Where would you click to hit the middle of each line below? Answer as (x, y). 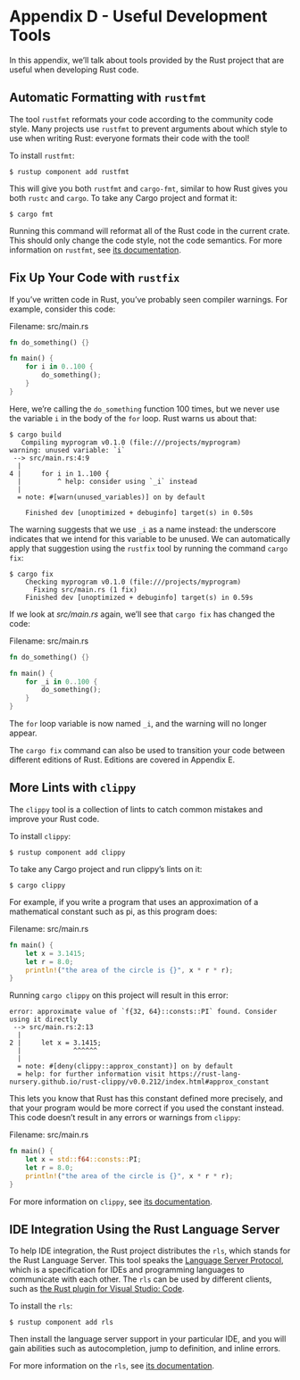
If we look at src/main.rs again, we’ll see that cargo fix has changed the (142, 614)
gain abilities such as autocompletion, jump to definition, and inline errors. (145, 1349)
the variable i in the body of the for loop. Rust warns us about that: (133, 418)
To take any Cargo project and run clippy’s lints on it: (106, 869)
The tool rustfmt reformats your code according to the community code (142, 119)
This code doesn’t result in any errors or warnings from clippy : (125, 1118)
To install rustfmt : (42, 155)
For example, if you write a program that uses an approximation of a (134, 902)
